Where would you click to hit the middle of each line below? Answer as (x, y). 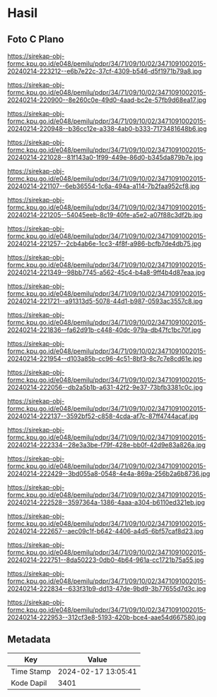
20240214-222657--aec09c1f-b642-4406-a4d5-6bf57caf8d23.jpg (105, 531)
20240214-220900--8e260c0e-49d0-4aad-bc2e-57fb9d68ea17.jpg (107, 100)
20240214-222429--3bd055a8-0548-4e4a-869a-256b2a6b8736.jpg (109, 473)
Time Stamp (31, 672)
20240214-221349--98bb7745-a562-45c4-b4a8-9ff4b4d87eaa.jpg (106, 272)
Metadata (29, 639)
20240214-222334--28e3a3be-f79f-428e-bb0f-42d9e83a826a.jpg (107, 445)
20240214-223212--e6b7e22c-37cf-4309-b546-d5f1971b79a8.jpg (105, 71)
